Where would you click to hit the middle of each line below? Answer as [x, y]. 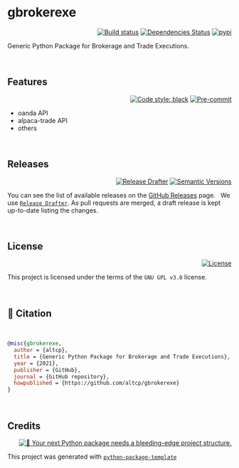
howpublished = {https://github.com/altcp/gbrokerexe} [97, 383]
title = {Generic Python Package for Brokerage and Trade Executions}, [122, 356]
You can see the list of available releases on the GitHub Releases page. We [119, 195]
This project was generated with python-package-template [92, 457]
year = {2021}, [36, 363]
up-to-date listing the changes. [53, 210]
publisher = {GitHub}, [47, 370]
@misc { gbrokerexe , [34, 344]
